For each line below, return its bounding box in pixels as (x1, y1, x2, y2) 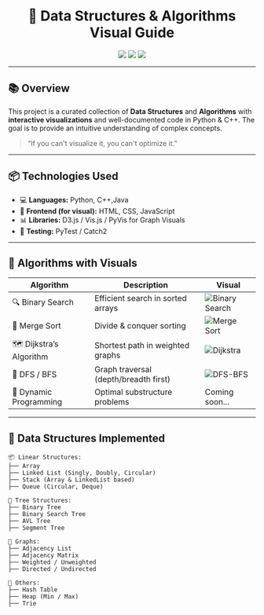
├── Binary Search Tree (8, 511, 86, 518)
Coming (204, 386, 234, 397)
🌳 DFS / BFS (12, 369, 57, 380)
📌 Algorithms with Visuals (8, 256, 137, 269)
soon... (204, 397, 230, 408)
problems (93, 397, 130, 408)
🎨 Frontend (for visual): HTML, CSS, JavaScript (19, 206, 175, 215)
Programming (12, 397, 63, 408)
